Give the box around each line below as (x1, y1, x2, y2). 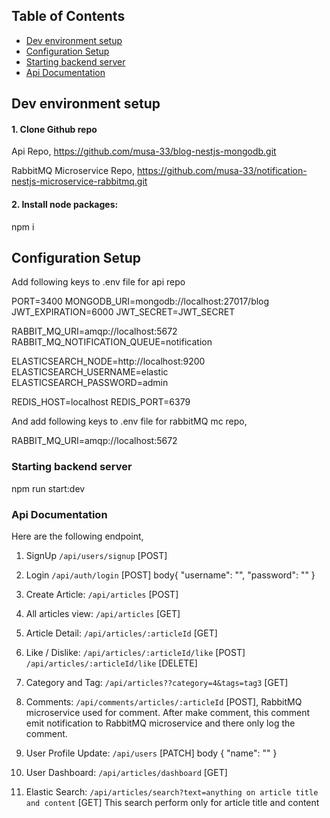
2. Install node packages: (11, 199, 119, 210)
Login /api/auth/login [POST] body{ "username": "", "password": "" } (25, 569, 316, 581)
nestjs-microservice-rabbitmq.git (11, 175, 148, 188)
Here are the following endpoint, (11, 530, 144, 543)
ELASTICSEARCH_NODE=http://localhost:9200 (11, 355, 206, 368)
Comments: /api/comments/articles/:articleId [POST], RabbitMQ (25, 696, 303, 708)
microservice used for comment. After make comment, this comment (25, 707, 311, 719)
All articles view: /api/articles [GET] (25, 608, 181, 620)
